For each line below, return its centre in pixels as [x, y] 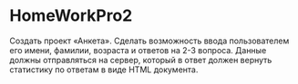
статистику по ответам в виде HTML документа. [104, 70]
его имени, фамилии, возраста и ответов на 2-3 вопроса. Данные [138, 50]
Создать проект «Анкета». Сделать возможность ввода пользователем [149, 41]
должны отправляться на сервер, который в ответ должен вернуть [141, 60]
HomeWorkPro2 [71, 16]
